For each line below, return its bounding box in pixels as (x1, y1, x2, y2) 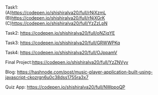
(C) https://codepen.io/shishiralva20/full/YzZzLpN (5, 20, 108, 26)
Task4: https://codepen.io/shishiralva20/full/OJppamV (5, 50, 117, 55)
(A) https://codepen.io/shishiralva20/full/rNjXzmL (5, 10, 106, 16)
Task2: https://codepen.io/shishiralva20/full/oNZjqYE (5, 30, 115, 36)
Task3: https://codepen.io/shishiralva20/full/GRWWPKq (5, 40, 120, 46)
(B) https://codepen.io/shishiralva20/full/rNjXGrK (5, 15, 105, 21)
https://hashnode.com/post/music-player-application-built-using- (17, 69, 153, 75)
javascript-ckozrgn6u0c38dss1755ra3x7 (5, 74, 89, 80)
